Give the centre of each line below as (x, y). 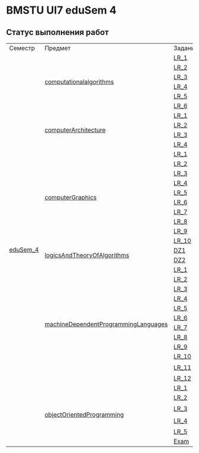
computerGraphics (70, 197)
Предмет (57, 48)
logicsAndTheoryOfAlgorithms (87, 255)
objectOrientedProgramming (84, 414)
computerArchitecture (75, 130)
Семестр (22, 48)
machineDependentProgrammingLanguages (106, 324)
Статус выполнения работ (58, 32)
